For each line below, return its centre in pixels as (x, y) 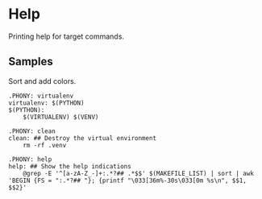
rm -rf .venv (45, 145)
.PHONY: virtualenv (41, 96)
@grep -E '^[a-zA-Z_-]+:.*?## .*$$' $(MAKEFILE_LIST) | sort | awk (138, 173)
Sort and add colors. (42, 81)
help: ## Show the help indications (70, 166)
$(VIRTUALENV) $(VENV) (61, 117)
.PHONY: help (30, 159)
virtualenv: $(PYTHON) (46, 103)
